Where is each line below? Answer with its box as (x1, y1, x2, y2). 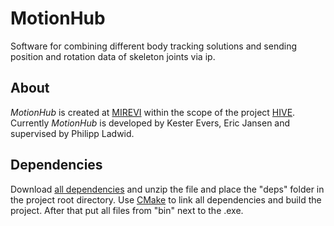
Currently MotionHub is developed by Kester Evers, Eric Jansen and (10, 117, 291, 129)
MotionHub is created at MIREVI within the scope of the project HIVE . (10, 106, 296, 118)
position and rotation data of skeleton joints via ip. (10, 50, 216, 62)
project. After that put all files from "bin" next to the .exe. (10, 204, 244, 216)
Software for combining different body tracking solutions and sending (10, 40, 297, 52)
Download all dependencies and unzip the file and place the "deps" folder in (10, 183, 325, 195)
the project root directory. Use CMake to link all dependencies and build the (10, 193, 322, 206)
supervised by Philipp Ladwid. (10, 127, 135, 139)
